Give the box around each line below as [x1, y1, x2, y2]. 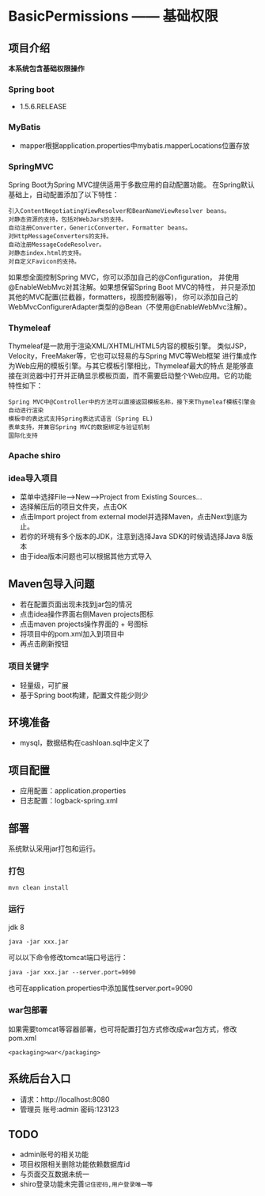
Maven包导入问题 [8, 577, 95, 590]
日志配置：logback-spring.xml [19, 796, 119, 806]
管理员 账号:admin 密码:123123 [19, 1104, 119, 1114]
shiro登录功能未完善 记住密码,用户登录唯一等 [19, 1179, 153, 1189]
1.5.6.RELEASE [19, 102, 67, 112]
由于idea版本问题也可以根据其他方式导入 [19, 552, 152, 561]
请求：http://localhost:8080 [19, 1094, 110, 1104]
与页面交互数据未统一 [19, 1169, 89, 1179]
